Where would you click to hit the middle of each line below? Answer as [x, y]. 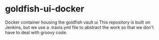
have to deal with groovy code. [36, 32]
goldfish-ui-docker [45, 9]
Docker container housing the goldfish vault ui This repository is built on [78, 22]
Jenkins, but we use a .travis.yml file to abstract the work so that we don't [79, 27]
